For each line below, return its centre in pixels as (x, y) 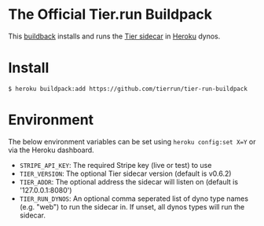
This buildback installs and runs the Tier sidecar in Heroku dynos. (114, 36)
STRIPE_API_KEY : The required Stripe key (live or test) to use (115, 165)
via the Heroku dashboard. (51, 150)
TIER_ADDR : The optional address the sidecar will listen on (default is (128, 181)
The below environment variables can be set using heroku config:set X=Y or (132, 141)
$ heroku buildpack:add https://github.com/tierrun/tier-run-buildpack (128, 89)
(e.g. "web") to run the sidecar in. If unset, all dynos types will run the (132, 206)
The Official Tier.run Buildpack (110, 15)
